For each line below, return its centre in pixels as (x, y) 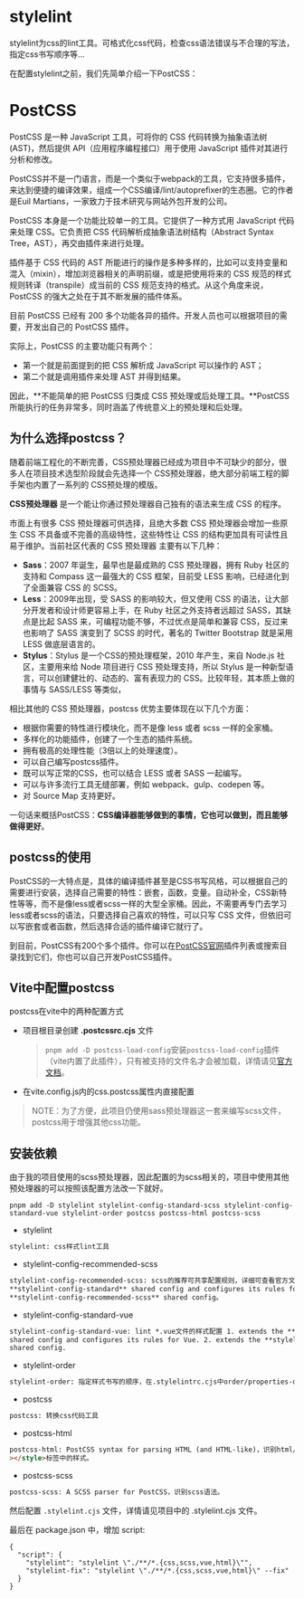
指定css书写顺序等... (47, 54)
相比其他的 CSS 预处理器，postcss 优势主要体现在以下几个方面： (130, 709)
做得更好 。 (29, 826)
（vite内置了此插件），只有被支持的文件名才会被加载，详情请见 (161, 1061)
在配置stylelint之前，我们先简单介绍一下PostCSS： (104, 73)
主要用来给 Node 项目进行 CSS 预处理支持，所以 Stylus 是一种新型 (162, 666)
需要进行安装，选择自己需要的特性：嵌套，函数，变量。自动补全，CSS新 (144, 892)
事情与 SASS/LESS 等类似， (74, 689)
